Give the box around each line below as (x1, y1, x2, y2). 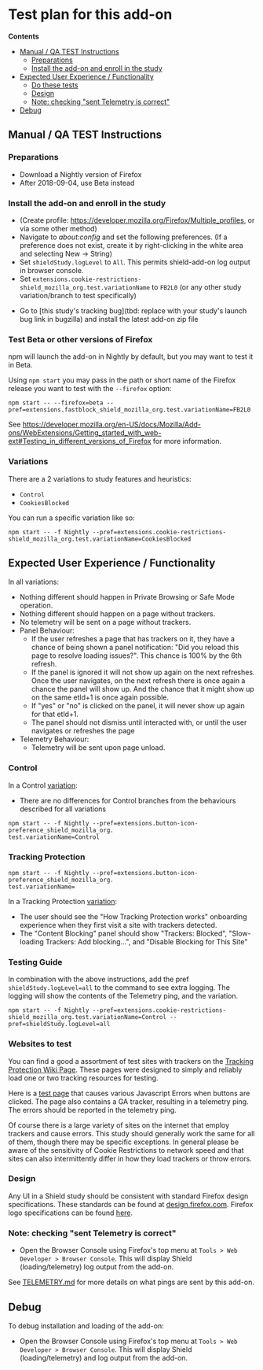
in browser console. (19, 265, 84, 275)
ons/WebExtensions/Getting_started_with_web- (8, 428, 162, 438)
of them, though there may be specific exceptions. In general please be (8, 1137, 239, 1147)
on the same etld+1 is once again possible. (31, 692, 170, 702)
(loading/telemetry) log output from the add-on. (19, 1262, 174, 1272)
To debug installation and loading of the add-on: (8, 1320, 164, 1331)
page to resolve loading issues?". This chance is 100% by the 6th (31, 651, 242, 660)
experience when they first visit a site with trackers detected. (19, 920, 217, 929)
